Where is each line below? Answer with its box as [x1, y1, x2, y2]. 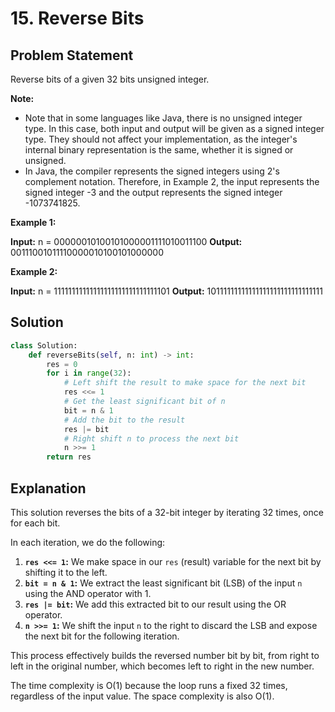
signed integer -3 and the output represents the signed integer [24, 187, 283, 198]
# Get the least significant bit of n [63, 397, 226, 407]
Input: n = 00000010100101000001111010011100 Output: [10, 236, 243, 247]
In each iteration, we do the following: [10, 537, 166, 548]
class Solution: [10, 340, 78, 351]
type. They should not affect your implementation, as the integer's [24, 133, 298, 145]
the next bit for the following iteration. [24, 630, 180, 642]
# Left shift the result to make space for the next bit [63, 378, 307, 388]
